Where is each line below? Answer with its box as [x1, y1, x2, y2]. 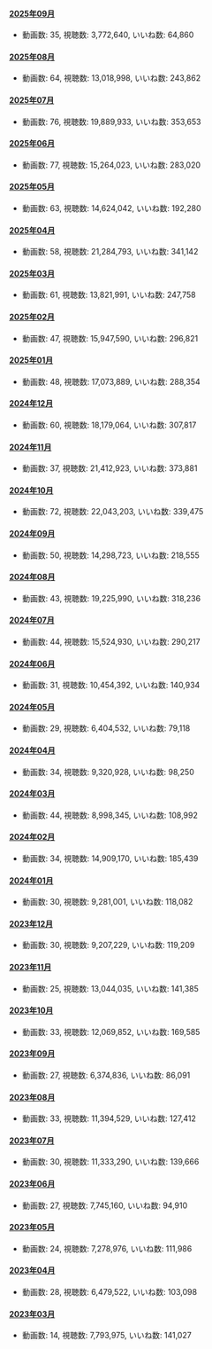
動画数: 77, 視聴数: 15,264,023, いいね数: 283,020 [21, 160, 201, 170]
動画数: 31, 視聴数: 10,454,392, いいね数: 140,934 [21, 679, 201, 691]
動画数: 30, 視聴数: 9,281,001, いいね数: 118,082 [21, 897, 193, 907]
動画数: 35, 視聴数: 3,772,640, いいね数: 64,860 [21, 29, 194, 40]
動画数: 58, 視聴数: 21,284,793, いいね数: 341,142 [21, 247, 199, 257]
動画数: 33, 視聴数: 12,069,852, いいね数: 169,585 [21, 1026, 201, 1037]
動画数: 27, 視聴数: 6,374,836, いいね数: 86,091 [21, 1070, 191, 1081]
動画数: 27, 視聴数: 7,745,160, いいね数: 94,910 [21, 1200, 188, 1211]
